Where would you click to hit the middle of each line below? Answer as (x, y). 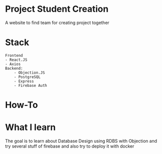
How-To (22, 105)
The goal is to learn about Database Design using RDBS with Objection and (81, 141)
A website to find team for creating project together (57, 23)
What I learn (30, 127)
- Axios (13, 64)
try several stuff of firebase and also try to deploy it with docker (70, 146)
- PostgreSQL (27, 77)
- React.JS (16, 60)
